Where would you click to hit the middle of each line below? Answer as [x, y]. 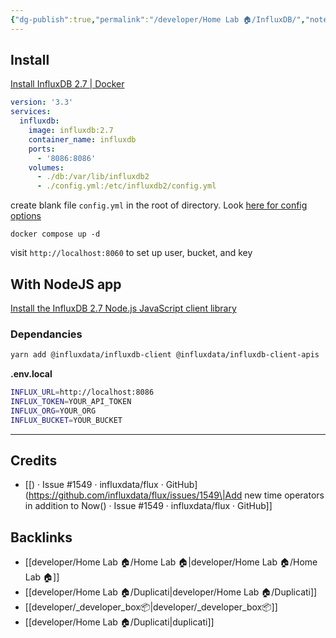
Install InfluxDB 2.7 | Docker [67, 84]
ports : [42, 149]
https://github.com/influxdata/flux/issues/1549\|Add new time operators [176, 495]
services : [31, 112]
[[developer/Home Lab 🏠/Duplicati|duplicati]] [119, 622]
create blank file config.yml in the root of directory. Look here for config [159, 205]
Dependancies [46, 334]
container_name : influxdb [82, 139]
